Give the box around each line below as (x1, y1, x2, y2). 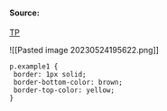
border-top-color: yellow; (13, 86, 116, 95)
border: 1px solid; (13, 70, 88, 79)
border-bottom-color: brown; (13, 78, 124, 88)
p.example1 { (9, 62, 59, 71)
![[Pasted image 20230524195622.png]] (9, 45, 160, 56)
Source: (9, 7, 41, 18)
